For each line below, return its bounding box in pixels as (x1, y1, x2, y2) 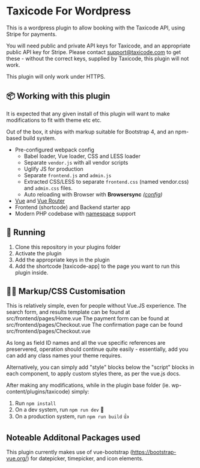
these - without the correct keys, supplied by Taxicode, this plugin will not (6, 55, 189, 62)
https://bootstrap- (132, 449, 177, 456)
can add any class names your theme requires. (6, 352, 122, 359)
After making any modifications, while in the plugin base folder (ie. (6, 381, 170, 389)
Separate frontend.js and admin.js (23, 171, 112, 178)
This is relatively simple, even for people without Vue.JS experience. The (6, 302, 187, 309)
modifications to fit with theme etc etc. (6, 116, 102, 124)
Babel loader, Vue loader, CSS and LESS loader (23, 152, 141, 160)
